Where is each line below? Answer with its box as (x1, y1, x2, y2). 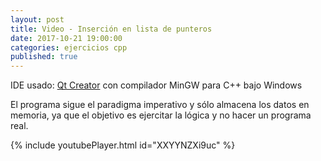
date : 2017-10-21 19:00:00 (10, 33, 123, 43)
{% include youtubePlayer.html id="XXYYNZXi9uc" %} (10, 139, 236, 151)
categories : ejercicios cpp (10, 42, 128, 53)
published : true (10, 52, 78, 62)
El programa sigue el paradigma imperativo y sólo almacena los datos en (10, 99, 310, 111)
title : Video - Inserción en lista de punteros (10, 24, 213, 34)
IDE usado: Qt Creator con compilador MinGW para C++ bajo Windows (10, 79, 303, 91)
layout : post (10, 14, 65, 25)
